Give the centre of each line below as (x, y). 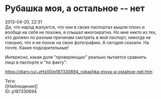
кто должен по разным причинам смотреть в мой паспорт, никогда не (78, 37)
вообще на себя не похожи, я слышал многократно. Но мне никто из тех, (81, 32)
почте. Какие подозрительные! (37, 48)
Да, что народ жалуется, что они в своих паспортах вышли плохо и (75, 27)
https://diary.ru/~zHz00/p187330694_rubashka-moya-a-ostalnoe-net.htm (79, 71)
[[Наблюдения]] (21, 86)
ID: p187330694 (21, 91)
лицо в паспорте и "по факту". (36, 62)
